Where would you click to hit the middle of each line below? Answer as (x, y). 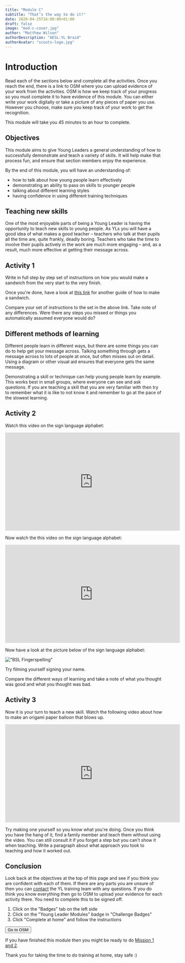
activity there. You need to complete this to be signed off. (64, 899)
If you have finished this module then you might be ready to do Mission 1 (80, 940)
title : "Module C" (24, 10)
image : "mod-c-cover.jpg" (32, 28)
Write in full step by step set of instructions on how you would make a (77, 278)
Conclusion (23, 866)
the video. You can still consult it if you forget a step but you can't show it (81, 840)
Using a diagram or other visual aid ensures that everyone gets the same (80, 362)
